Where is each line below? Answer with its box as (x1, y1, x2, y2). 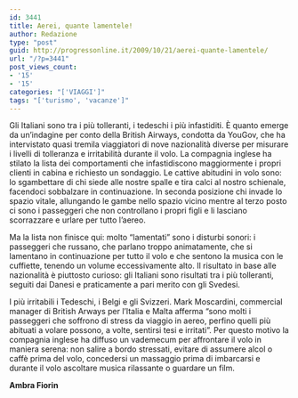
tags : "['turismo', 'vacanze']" (9, 95, 129, 105)
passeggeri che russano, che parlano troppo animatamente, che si (9, 241, 254, 252)
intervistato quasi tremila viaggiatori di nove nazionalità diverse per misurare (9, 139, 289, 150)
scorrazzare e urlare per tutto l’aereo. (9, 215, 147, 225)
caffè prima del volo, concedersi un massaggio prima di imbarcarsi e (9, 353, 261, 364)
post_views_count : (9, 63, 77, 72)
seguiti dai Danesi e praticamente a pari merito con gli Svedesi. (9, 280, 240, 290)
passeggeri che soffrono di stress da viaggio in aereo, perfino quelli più (9, 315, 271, 326)
